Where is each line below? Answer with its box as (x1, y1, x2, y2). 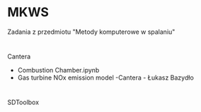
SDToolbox (7, 98, 40, 106)
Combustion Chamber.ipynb (17, 66, 100, 75)
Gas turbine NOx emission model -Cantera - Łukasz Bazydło (17, 73, 195, 82)
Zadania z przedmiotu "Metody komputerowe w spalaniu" (7, 27, 176, 36)
